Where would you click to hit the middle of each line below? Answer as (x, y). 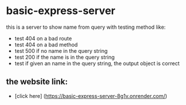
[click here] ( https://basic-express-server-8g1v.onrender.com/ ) (91, 96)
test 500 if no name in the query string (61, 50)
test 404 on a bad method (46, 45)
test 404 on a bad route (43, 38)
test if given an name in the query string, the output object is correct (97, 63)
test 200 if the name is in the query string (65, 57)
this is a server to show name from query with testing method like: (86, 27)
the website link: (37, 82)
